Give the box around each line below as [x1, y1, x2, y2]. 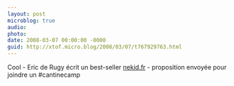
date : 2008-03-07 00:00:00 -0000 [7, 37, 106, 44]
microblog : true [7, 17, 55, 24]
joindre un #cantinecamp [7, 70, 81, 79]
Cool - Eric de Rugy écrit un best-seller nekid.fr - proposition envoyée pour [7, 63, 227, 71]
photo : [7, 30, 27, 38]
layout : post [7, 10, 46, 18]
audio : [7, 23, 27, 31]
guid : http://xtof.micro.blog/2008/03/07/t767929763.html [7, 43, 182, 50]
